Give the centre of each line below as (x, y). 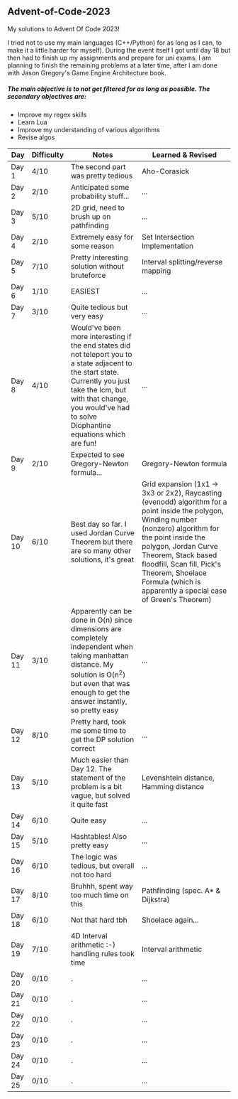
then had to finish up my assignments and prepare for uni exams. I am (109, 58)
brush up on (91, 216)
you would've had (100, 407)
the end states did (101, 345)
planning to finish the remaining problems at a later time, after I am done (113, 65)
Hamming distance (173, 787)
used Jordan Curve (102, 532)
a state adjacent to (101, 363)
